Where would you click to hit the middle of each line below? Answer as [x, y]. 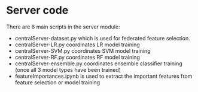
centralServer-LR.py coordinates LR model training [77, 45]
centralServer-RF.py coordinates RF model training [77, 57]
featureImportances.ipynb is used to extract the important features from [103, 76]
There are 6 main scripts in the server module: [63, 27]
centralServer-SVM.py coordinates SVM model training [83, 50]
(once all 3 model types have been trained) [68, 69]
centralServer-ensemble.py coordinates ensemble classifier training [98, 64]
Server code [37, 10]
